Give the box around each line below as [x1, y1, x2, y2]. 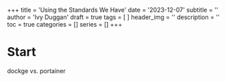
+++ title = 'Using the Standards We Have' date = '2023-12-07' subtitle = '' [7, 6, 218, 14]
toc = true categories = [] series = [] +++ [7, 20, 123, 28]
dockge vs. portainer [7, 66, 66, 74]
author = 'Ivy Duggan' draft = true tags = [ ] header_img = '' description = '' [7, 13, 221, 21]
